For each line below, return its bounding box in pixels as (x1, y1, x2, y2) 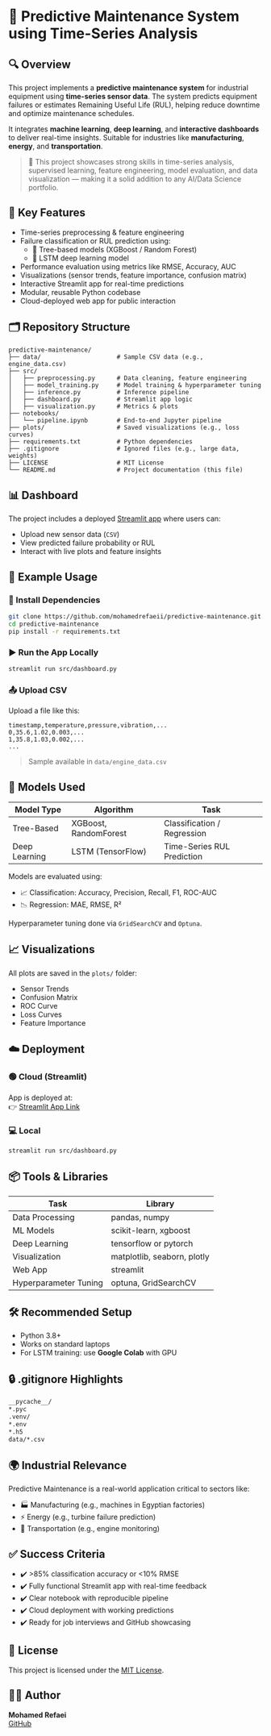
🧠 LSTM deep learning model (31, 253, 129, 263)
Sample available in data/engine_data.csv (27, 757, 167, 767)
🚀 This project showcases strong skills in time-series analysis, (27, 157, 235, 166)
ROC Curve (19, 1001, 58, 1010)
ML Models (12, 1225, 55, 1236)
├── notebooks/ (8, 409, 60, 418)
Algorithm (94, 804, 134, 815)
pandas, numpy (110, 1211, 170, 1222)
